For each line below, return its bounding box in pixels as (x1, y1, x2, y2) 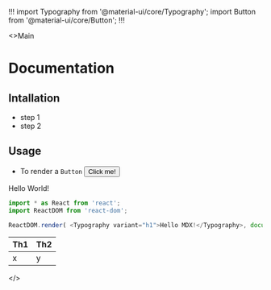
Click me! (88, 167, 116, 176)
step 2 (19, 121, 42, 130)
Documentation (8, 60, 115, 77)
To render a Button (19, 166, 83, 176)
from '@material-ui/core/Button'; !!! (8, 15, 125, 25)
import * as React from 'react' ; (8, 199, 121, 207)
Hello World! (8, 183, 50, 193)
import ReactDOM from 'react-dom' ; (8, 206, 128, 214)
